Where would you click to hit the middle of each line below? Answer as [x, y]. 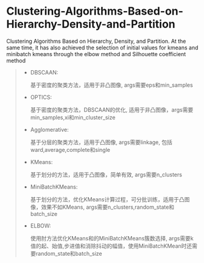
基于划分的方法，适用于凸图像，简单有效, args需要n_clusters [106, 175]
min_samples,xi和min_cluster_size [73, 117]
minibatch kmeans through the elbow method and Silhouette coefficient [96, 54]
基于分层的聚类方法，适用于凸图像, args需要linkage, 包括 [101, 142]
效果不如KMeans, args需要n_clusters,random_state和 [108, 207]
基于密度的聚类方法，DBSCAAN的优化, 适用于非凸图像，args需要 [112, 110]
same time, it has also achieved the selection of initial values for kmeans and [102, 48]
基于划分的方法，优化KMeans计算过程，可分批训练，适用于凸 [107, 199]
